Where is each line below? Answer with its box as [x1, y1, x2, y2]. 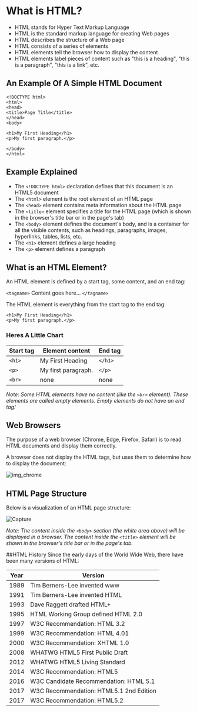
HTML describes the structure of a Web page [14, 36, 125, 43]
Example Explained [6, 167, 78, 177]
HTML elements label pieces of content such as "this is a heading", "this [14, 55, 190, 62]
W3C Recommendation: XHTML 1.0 [30, 639, 129, 647]
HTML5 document [14, 189, 59, 196]
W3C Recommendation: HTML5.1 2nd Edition [30, 687, 157, 695]
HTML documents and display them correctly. [6, 442, 117, 449]
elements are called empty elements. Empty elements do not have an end [6, 397, 185, 404]
